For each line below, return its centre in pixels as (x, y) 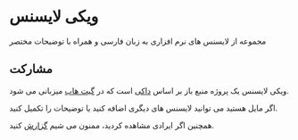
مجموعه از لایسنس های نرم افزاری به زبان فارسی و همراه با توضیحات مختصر (138, 41)
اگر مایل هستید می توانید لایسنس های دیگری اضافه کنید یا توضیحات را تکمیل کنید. (144, 108)
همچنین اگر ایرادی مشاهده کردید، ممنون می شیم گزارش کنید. (112, 125)
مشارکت (31, 69)
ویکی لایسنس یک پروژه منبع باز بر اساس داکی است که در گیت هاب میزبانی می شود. (149, 90)
